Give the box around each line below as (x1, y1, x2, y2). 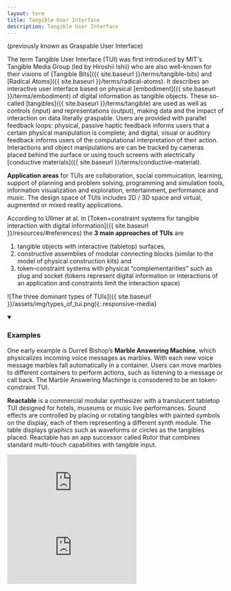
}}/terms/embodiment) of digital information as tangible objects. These (7, 92, 208, 100)
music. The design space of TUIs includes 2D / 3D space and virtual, (7, 194, 203, 202)
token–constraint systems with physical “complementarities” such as (17, 264, 212, 273)
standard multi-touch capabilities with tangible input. (7, 440, 157, 449)
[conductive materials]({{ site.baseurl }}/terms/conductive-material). (7, 158, 202, 167)
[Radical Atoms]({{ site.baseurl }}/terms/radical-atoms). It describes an (7, 77, 209, 86)
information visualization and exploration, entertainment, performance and (7, 186, 219, 194)
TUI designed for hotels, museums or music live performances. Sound (7, 404, 207, 412)
